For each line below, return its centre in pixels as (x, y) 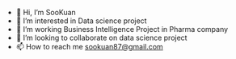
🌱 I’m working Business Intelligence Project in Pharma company (122, 29)
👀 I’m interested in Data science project (81, 21)
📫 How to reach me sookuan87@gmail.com (89, 47)
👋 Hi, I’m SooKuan (46, 12)
